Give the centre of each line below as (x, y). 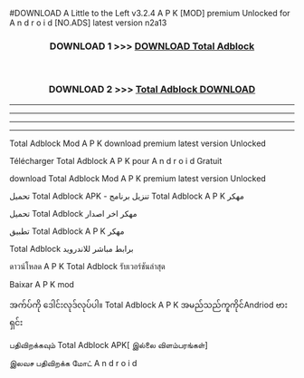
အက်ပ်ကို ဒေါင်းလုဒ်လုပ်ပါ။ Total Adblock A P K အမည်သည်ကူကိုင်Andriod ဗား (148, 305)
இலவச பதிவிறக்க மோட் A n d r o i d (73, 363)
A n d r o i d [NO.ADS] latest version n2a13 (88, 23)
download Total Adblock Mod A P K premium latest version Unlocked (138, 178)
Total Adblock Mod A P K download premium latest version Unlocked (138, 143)
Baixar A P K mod (42, 284)
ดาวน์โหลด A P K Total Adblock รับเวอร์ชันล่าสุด (87, 266)
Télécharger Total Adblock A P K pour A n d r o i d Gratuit (116, 160)
